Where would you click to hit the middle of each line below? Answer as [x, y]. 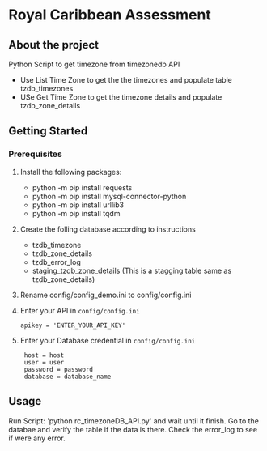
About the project [54, 45]
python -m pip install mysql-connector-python [109, 196]
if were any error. [37, 438]
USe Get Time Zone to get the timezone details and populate [121, 97]
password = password [58, 369]
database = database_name [68, 377]
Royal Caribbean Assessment [110, 15]
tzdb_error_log [56, 262]
